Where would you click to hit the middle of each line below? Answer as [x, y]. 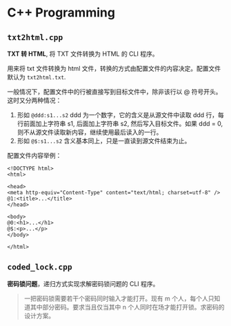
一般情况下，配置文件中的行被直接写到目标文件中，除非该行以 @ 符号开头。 [114, 92]
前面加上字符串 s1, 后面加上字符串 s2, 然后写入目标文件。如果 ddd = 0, [123, 123]
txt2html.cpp [35, 37]
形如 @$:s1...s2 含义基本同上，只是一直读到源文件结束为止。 [104, 141]
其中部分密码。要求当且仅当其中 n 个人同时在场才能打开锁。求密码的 [127, 307]
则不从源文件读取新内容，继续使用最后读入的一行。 [90, 132]
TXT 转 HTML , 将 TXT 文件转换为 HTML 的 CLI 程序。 [83, 54]
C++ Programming [61, 13]
